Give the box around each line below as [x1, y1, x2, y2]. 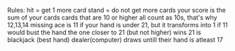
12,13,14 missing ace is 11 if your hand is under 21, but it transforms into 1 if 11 [7, 21, 228, 29]
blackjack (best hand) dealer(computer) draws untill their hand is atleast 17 [7, 36, 223, 44]
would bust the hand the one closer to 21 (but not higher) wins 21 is [7, 28, 201, 36]
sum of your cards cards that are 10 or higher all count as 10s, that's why [7, 13, 217, 22]
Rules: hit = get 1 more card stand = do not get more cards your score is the [7, 6, 226, 14]
